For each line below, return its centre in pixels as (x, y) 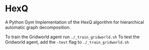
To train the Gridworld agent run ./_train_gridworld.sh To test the (72, 37)
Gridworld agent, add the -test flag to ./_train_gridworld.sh (67, 42)
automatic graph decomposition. (38, 27)
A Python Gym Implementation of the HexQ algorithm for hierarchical (75, 22)
